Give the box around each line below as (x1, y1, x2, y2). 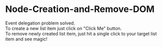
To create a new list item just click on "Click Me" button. (5, 25, 122, 31)
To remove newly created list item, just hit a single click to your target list (5, 30, 157, 36)
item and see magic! (5, 36, 48, 42)
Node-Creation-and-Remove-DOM (5, 3, 155, 15)
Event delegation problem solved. (5, 20, 75, 26)
